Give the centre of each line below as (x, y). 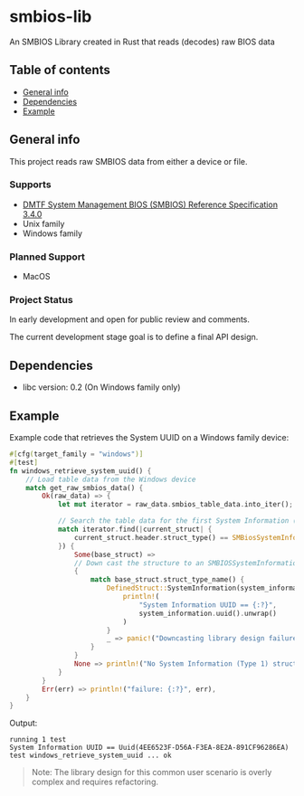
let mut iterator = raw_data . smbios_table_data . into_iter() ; (176, 505)
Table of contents (60, 70)
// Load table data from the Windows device (111, 479)
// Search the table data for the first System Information (173, 521)
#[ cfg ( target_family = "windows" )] (76, 454)
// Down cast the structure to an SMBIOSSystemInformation (187, 563)
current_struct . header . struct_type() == (151, 537)
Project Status (42, 300)
